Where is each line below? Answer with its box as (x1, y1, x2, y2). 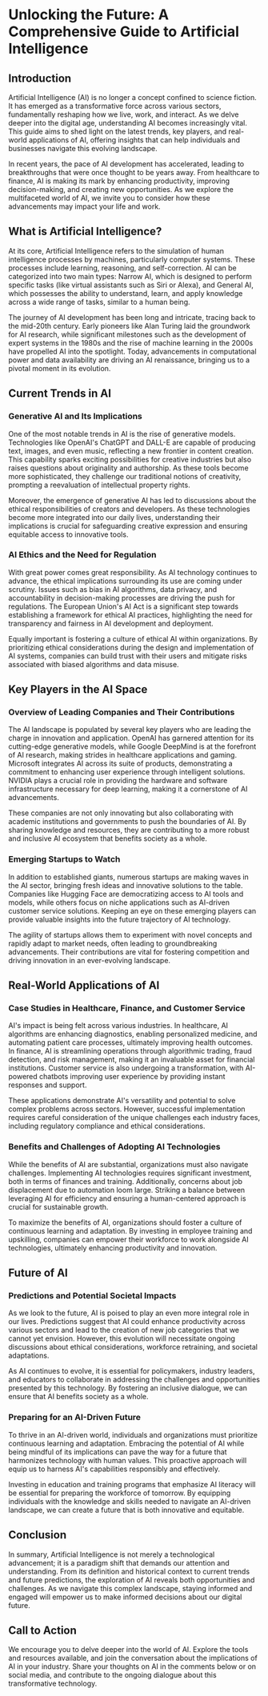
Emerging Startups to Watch (8, 854, 121, 865)
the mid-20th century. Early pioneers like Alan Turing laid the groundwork (8, 321, 250, 330)
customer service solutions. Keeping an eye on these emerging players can (8, 906, 257, 915)
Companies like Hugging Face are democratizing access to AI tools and (8, 889, 244, 898)
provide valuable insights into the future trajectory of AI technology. (8, 914, 231, 924)
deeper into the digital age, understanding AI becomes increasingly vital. (8, 118, 248, 127)
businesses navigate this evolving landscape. (8, 144, 158, 153)
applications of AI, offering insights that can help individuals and (28, 135, 241, 145)
